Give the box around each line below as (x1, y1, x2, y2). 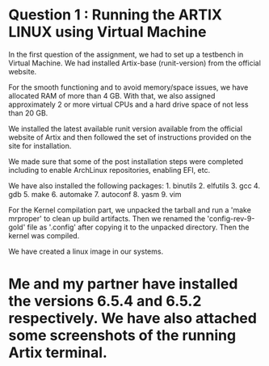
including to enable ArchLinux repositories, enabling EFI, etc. (8, 165, 211, 175)
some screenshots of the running (8, 326, 237, 345)
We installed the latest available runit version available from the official (8, 124, 243, 133)
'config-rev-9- (207, 213, 255, 223)
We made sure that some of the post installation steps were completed (8, 156, 244, 166)
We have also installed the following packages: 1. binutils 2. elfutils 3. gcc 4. (8, 180, 261, 191)
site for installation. (8, 141, 72, 150)
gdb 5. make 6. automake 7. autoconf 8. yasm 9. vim (8, 189, 182, 199)
